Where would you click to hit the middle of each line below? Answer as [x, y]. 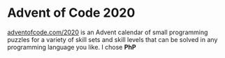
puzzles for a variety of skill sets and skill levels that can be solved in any [112, 39]
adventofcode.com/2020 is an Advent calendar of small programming [108, 32]
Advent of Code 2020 [71, 13]
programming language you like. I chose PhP [72, 47]
